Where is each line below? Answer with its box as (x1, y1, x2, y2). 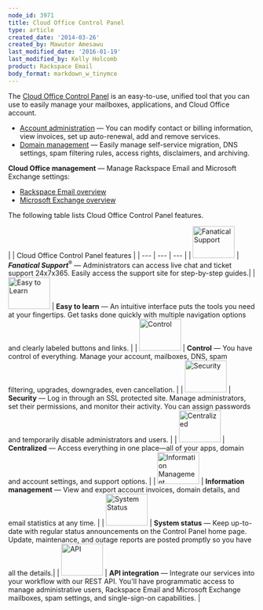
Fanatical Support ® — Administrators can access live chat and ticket (8, 259, 232, 270)
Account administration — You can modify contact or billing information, (19, 123, 254, 133)
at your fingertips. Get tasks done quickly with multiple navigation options (8, 310, 247, 320)
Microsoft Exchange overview (19, 195, 116, 205)
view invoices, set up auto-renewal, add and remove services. (19, 131, 221, 141)
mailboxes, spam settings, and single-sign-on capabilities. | (8, 594, 201, 603)
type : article (8, 26, 55, 34)
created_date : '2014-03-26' (8, 33, 100, 42)
